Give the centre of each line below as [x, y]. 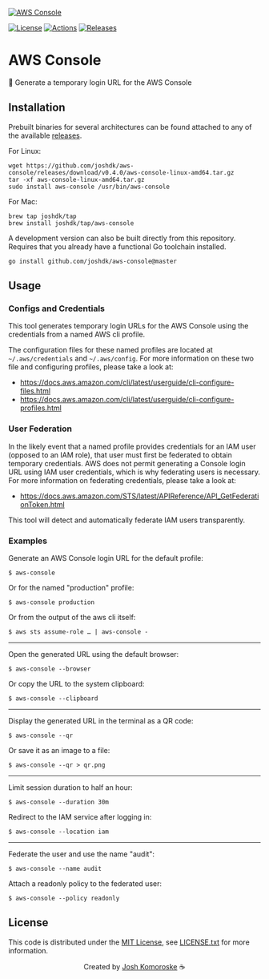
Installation [37, 108]
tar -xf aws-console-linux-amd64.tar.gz [77, 179]
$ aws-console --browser [50, 669]
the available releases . [45, 135]
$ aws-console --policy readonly [64, 898]
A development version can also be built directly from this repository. [122, 238]
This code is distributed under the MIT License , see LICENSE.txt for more [129, 942]
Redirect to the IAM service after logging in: [80, 817]
